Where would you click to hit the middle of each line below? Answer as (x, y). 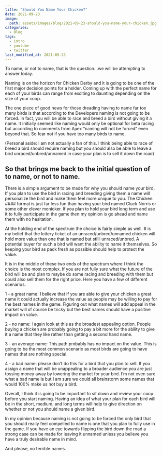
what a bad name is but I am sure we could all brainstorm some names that (80, 379)
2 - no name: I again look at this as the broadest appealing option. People (78, 324)
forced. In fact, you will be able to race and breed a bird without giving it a (79, 118)
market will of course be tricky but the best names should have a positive (78, 310)
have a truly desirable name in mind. (41, 439)
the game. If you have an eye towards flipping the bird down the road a (75, 429)
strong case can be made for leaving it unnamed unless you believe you (77, 434)
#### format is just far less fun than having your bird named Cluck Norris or (81, 204)
